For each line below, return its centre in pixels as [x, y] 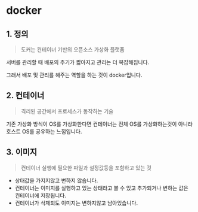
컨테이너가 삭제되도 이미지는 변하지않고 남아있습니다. [76, 203]
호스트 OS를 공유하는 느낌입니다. [44, 131]
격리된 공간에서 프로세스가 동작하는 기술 [67, 111]
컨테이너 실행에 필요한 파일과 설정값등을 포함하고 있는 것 [86, 168]
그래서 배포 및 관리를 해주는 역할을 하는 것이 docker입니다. [74, 75]
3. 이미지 [22, 152]
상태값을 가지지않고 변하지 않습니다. [56, 180]
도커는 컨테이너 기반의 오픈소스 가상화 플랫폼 [73, 49]
